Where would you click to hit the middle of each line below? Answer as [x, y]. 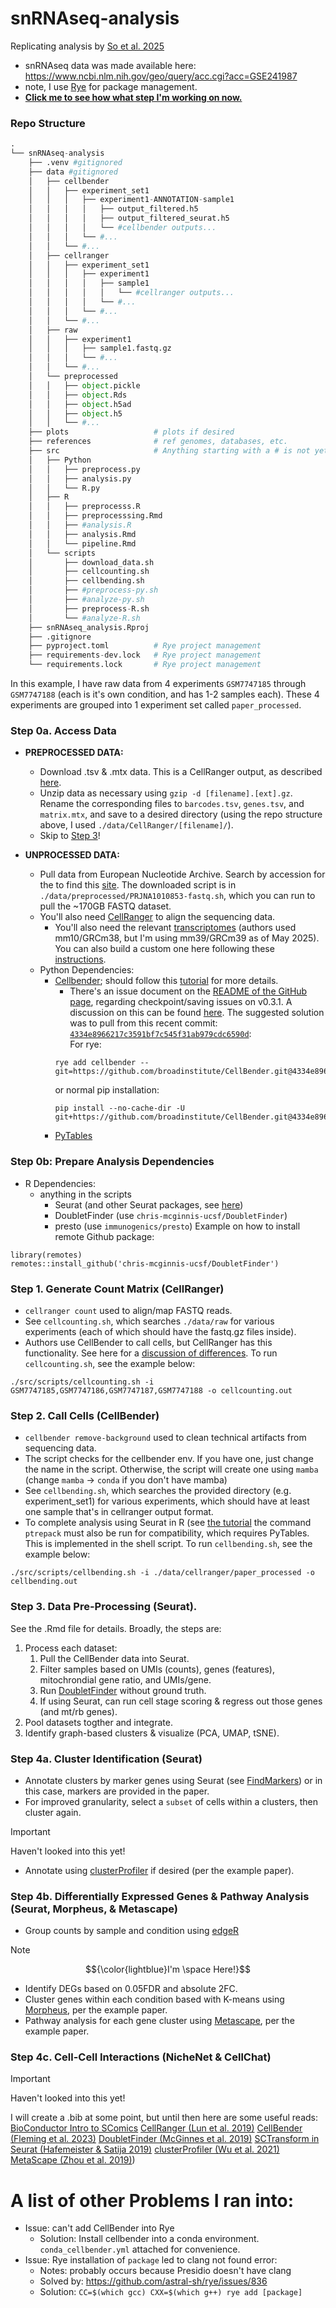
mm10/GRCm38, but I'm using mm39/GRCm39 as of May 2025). [187, 938]
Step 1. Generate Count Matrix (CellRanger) [117, 1289]
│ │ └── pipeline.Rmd [82, 543]
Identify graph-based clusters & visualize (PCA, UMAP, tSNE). [152, 1733]
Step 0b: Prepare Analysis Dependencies [112, 1162]
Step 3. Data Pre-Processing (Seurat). [104, 1607]
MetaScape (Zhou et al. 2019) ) [73, 2160]
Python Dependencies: [87, 970]
